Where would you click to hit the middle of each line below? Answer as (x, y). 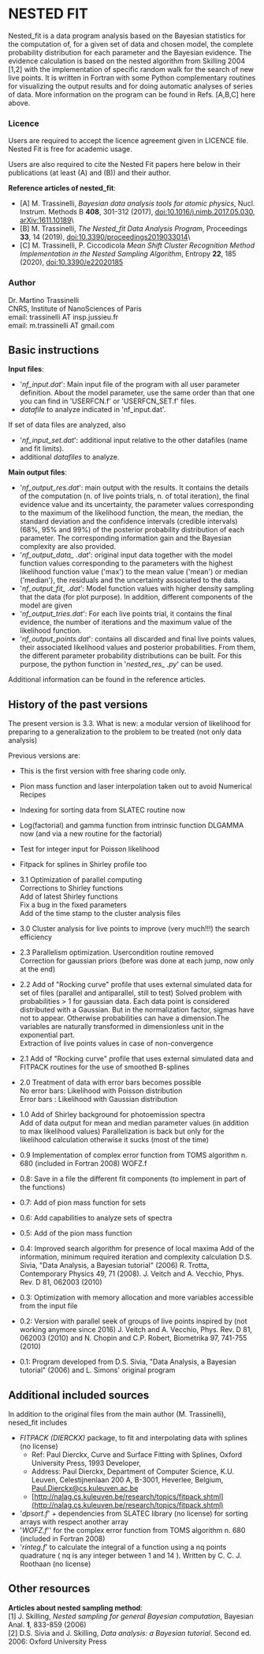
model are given (46, 605)
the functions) (42, 1187)
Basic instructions (54, 350)
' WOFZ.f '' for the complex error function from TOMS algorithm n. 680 (132, 1530)
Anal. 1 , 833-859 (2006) (47, 1624)
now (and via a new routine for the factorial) (91, 834)
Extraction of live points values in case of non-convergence (117, 1043)
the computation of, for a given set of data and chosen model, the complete (131, 44)
